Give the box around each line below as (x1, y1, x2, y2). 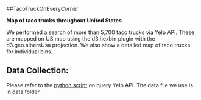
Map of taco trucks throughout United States (6, 17, 122, 24)
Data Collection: (6, 65, 69, 76)
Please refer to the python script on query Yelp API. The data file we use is (6, 81, 194, 88)
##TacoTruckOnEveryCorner (6, 5, 79, 12)
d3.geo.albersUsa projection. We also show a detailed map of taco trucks (6, 42, 191, 48)
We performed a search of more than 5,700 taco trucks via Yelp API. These (6, 28, 195, 36)
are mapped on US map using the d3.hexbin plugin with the (6, 35, 155, 42)
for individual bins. (6, 48, 53, 55)
